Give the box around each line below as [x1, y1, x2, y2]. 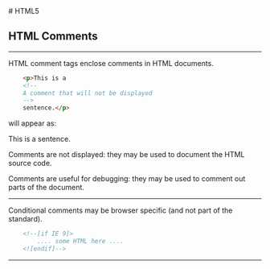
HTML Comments [8, 30, 98, 43]
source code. [8, 159, 52, 168]
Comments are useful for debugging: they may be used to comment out [8, 174, 246, 184]
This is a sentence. [8, 134, 71, 144]
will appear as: [8, 118, 57, 128]
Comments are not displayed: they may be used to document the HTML [8, 150, 245, 159]
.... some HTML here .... [37, 238, 125, 246]
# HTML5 [8, 6, 40, 15]
